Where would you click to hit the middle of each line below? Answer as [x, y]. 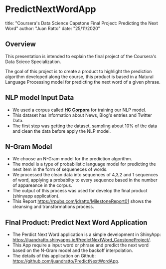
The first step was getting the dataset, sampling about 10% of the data [85, 126]
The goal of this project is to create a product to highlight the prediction [79, 71]
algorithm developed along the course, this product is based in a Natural [79, 77]
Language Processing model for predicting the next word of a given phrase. [83, 82]
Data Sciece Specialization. [33, 62]
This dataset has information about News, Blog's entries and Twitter [82, 115]
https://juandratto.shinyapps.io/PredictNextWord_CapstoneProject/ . [82, 240]
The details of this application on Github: [54, 256]
